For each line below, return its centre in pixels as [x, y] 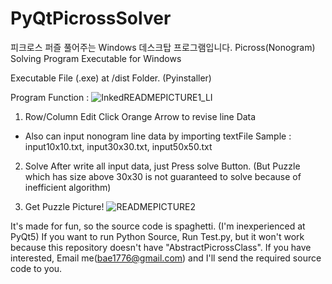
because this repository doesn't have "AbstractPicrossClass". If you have [161, 247]
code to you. [36, 268]
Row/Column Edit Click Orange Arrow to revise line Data [140, 116]
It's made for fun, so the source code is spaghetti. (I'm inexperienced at [158, 226]
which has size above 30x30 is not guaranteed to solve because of [163, 176]
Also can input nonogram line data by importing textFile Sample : [158, 136]
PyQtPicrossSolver [91, 18]
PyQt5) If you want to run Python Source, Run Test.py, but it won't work [157, 236]
